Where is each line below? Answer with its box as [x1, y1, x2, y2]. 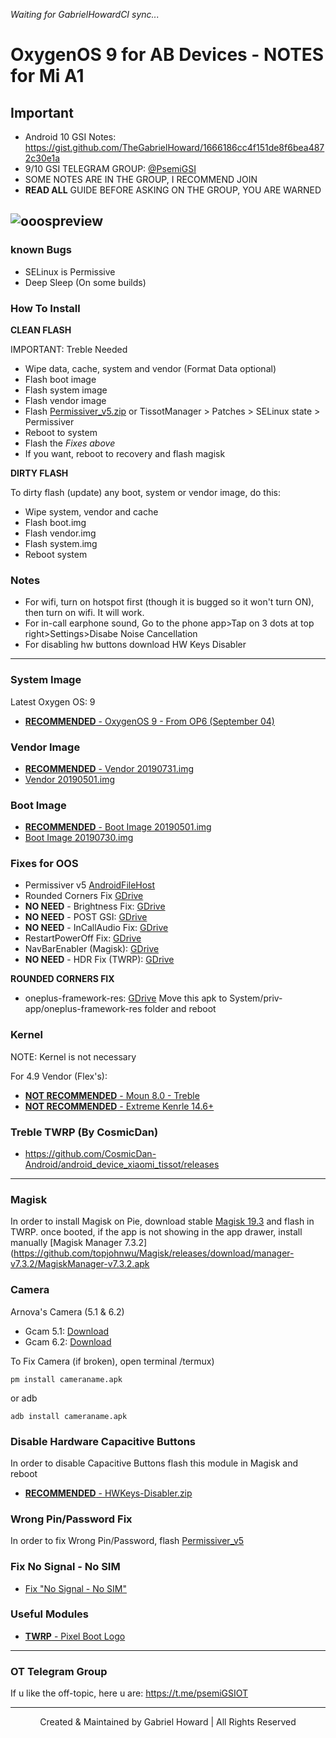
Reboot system [24, 548, 88, 560]
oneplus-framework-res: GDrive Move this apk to [24, 992, 228, 1004]
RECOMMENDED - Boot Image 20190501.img [24, 821, 212, 833]
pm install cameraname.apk [10, 1374, 123, 1384]
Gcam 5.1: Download [24, 1325, 110, 1337]
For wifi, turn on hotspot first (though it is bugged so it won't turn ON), [24, 596, 315, 608]
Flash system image [24, 384, 108, 396]
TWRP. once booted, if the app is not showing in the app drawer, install [10, 1226, 303, 1238]
